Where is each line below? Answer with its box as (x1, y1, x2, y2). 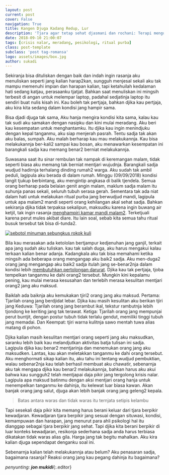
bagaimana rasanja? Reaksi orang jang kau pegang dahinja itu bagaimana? (5, 454, 160, 460)
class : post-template (5, 45, 51, 50)
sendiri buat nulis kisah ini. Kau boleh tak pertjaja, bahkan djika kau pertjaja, (5, 99, 162, 106)
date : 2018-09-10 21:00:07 (5, 36, 62, 41)
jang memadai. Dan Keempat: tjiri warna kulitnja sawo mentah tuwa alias (5, 319, 155, 325)
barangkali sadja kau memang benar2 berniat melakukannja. (5, 146, 130, 152)
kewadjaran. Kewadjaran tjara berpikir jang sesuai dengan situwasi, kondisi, (5, 413, 162, 419)
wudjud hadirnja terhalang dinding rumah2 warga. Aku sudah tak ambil (5, 167, 152, 173)
